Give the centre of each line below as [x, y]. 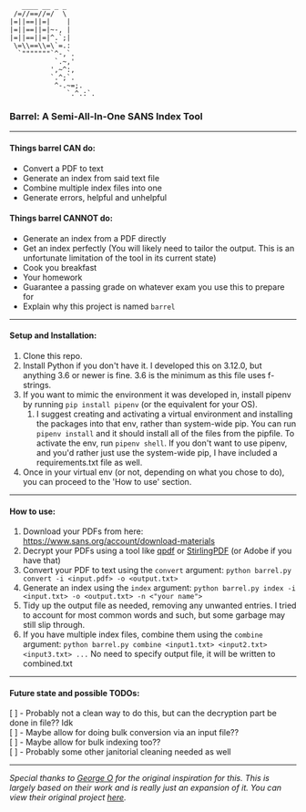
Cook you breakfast [60, 267]
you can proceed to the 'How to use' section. [107, 481]
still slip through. [54, 625]
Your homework [52, 277]
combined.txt [47, 663]
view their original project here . [68, 797]
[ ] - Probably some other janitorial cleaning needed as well [120, 752]
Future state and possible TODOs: [75, 693]
